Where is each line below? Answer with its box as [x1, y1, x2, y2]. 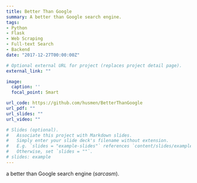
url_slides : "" [6, 111, 43, 117]
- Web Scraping [6, 36, 43, 42]
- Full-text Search [6, 42, 54, 47]
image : [6, 78, 22, 85]
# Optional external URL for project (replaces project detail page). [6, 63, 182, 68]
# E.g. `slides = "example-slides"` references [6, 143, 130, 149]
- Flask [6, 30, 25, 36]
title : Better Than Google [6, 8, 72, 15]
